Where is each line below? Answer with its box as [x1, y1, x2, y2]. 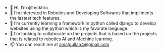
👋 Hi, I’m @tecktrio [9, 5, 48, 10]
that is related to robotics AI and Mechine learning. [9, 36, 113, 42]
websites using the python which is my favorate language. [9, 26, 129, 31]
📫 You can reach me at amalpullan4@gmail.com [9, 42, 110, 47]
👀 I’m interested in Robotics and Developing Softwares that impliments [9, 10, 154, 16]
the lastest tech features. [9, 15, 61, 21]
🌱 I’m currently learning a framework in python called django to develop [9, 20, 157, 26]
